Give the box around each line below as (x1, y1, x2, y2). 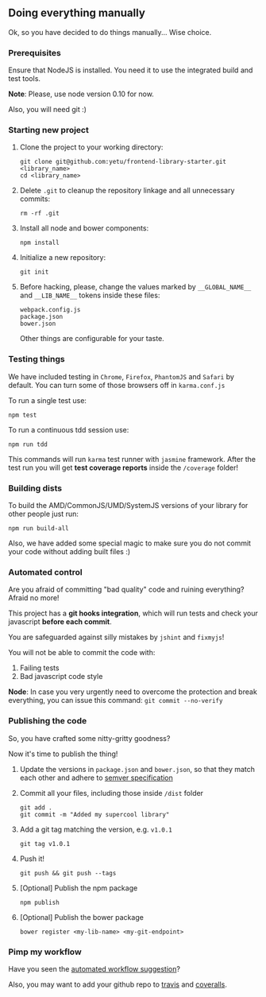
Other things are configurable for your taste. (19, 334, 164, 343)
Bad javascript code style (19, 672, 103, 681)
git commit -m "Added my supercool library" (19, 810, 170, 818)
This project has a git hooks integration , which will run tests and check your (8, 608, 258, 619)
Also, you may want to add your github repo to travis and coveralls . (8, 980, 228, 989)
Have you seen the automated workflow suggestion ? (8, 964, 181, 973)
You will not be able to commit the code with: (8, 648, 156, 658)
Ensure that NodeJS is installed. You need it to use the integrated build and (8, 65, 253, 75)
